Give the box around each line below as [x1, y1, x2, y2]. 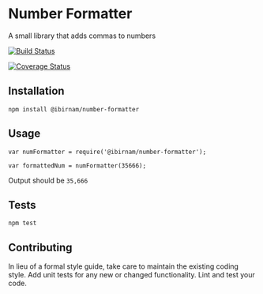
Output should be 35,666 [8, 175, 88, 185]
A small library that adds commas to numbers [8, 31, 156, 40]
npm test [8, 219, 37, 228]
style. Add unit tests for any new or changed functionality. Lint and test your [8, 270, 255, 280]
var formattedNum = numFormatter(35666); [8, 161, 147, 170]
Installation [8, 85, 65, 98]
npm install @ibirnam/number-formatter [8, 105, 140, 113]
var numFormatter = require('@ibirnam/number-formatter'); [8, 148, 207, 156]
